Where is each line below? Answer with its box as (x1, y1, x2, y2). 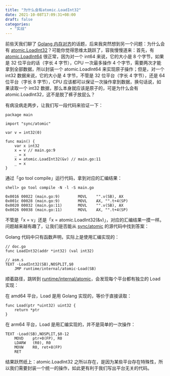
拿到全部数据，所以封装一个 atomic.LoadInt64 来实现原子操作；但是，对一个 (5, 66, 165, 72)
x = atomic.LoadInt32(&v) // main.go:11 (14, 157, 101, 162)
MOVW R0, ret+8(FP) (14, 345, 62, 350)
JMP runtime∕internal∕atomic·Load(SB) (14, 267, 96, 272)
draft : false (5, 17, 33, 22)
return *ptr (14, 308, 40, 313)
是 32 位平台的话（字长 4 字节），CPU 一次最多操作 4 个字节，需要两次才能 (5, 60, 161, 66)
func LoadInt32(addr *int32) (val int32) (5, 249, 94, 254)
